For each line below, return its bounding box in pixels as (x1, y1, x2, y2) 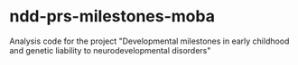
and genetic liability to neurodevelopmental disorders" (9, 45, 211, 55)
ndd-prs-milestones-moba (9, 6, 215, 27)
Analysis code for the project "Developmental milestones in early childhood (9, 36, 290, 46)
